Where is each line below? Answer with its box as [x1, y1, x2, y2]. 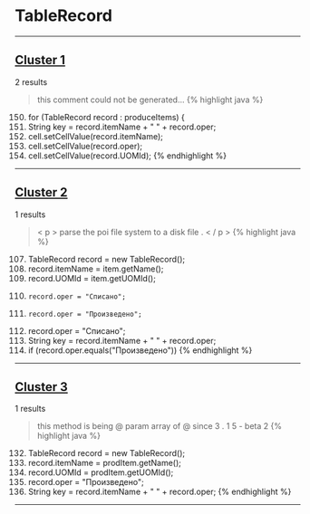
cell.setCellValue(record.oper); [27, 140, 143, 151]
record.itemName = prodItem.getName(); [27, 458, 182, 469]
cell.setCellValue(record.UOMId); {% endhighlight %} [27, 150, 228, 161]
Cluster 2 [15, 185, 68, 200]
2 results [15, 76, 48, 87]
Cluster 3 [15, 379, 69, 395]
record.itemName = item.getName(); [27, 263, 164, 274]
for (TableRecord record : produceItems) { [27, 111, 185, 122]
